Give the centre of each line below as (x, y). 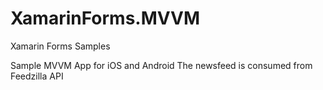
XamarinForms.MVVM (105, 18)
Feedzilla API (37, 76)
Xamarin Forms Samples (60, 46)
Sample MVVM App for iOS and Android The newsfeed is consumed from (161, 65)
